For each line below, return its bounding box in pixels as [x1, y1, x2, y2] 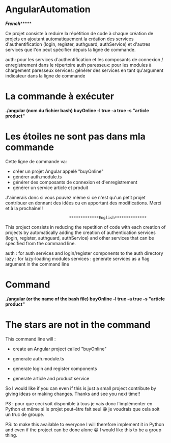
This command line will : [5, 335, 56, 342]
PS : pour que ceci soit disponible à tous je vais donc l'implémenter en [5, 400, 153, 406]
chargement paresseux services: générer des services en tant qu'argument [5, 67, 164, 73]
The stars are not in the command [5, 319, 151, 330]
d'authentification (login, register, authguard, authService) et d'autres [5, 41, 151, 47]
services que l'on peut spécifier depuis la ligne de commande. [5, 46, 136, 53]
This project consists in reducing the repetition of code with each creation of [5, 224, 166, 230]
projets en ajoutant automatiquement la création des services [5, 36, 134, 42]
